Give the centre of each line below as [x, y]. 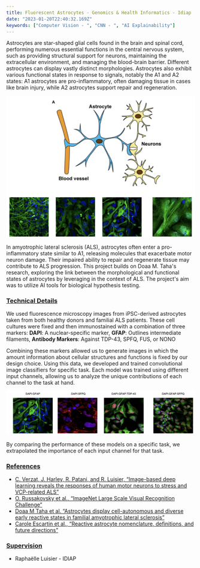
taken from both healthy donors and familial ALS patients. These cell [90, 320]
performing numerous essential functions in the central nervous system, [95, 49]
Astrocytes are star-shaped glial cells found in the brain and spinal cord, [95, 43]
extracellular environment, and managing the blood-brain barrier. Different [98, 62]
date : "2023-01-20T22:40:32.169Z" [49, 19]
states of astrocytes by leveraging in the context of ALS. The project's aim [98, 279]
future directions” [37, 530]
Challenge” [28, 505]
